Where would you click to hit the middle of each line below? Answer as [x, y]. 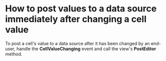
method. [14, 54]
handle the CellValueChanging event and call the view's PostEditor [86, 49]
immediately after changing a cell [76, 19]
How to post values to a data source [81, 9]
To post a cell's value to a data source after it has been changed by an [77, 43]
